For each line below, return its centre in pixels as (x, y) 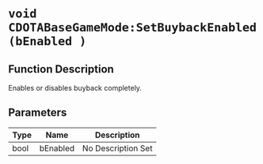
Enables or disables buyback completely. (75, 88)
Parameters (38, 113)
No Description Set (117, 148)
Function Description (61, 69)
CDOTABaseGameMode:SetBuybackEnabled (133, 28)
